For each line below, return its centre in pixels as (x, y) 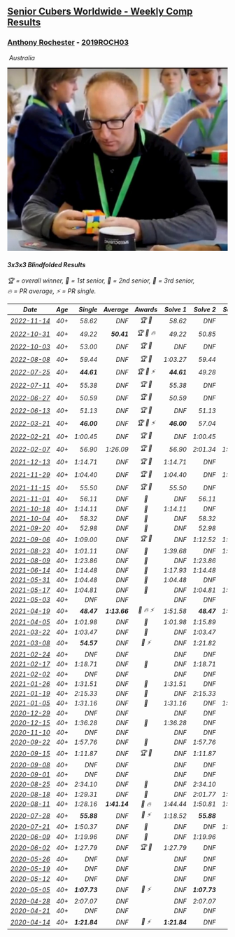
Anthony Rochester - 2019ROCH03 (68, 43)
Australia (22, 58)
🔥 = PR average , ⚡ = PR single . (52, 291)
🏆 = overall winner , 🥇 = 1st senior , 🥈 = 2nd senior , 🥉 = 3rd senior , (101, 281)
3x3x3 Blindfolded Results (47, 264)
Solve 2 (205, 309)
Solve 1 (176, 309)
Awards (146, 309)
